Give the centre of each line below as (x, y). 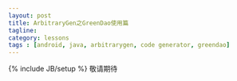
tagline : (23, 30)
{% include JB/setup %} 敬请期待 (63, 69)
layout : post (30, 15)
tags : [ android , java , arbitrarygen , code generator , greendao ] (119, 45)
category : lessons (39, 38)
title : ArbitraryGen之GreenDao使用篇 (69, 23)
